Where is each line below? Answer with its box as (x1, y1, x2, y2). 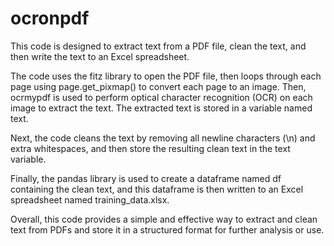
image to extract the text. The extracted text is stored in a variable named (10, 102, 313, 114)
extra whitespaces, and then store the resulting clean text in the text (10, 142, 291, 154)
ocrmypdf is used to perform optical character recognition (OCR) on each (10, 91, 313, 103)
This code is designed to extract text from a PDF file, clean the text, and (10, 40, 307, 52)
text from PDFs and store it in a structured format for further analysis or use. (10, 223, 325, 236)
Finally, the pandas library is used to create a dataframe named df (10, 172, 282, 184)
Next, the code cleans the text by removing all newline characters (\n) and (10, 132, 316, 144)
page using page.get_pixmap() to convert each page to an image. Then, (10, 80, 307, 92)
